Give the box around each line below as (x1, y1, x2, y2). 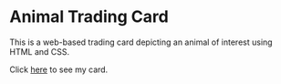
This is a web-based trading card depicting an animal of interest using (9, 37, 273, 47)
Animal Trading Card (9, 6, 169, 27)
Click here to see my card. (9, 64, 109, 75)
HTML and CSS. (9, 46, 70, 57)
